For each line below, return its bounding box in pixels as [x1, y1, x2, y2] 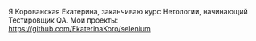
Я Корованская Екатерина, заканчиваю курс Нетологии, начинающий [8, 7, 249, 16]
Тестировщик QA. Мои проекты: [8, 15, 119, 25]
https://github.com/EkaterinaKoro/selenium [8, 24, 151, 33]
